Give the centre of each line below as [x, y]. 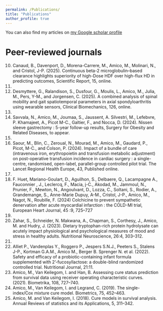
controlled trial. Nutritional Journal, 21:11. [53, 267]
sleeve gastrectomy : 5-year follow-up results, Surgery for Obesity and [83, 128]
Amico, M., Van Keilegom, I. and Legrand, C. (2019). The [69, 288]
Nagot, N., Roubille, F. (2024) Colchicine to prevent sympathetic [76, 200]
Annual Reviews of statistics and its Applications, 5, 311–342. [73, 303]
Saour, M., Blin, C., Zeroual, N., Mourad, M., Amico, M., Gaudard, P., [80, 143]
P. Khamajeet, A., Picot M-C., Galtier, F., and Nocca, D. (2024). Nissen [82, 123]
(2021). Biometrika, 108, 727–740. [46, 283]
